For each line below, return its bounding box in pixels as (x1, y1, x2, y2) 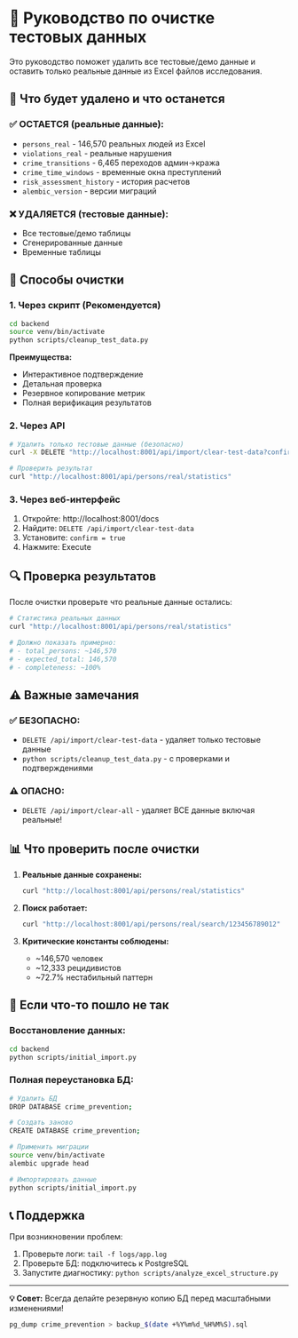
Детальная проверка (21, 378, 102, 389)
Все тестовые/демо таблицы (21, 227, 131, 238)
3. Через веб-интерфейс (9, 493, 122, 506)
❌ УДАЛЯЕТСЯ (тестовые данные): (9, 208, 169, 220)
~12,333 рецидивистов (35, 962, 122, 973)
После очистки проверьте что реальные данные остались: (9, 597, 233, 608)
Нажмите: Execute (21, 542, 91, 553)
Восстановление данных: (9, 1024, 126, 1037)
